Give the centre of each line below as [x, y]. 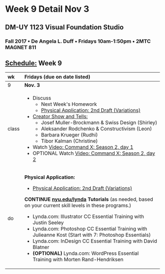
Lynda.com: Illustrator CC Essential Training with [88, 217]
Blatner [41, 247]
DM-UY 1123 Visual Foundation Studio [64, 27]
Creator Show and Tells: [60, 116]
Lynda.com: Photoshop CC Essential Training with [90, 229]
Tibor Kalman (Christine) [69, 141]
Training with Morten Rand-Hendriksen [78, 260]
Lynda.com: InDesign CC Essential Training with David [95, 241]
